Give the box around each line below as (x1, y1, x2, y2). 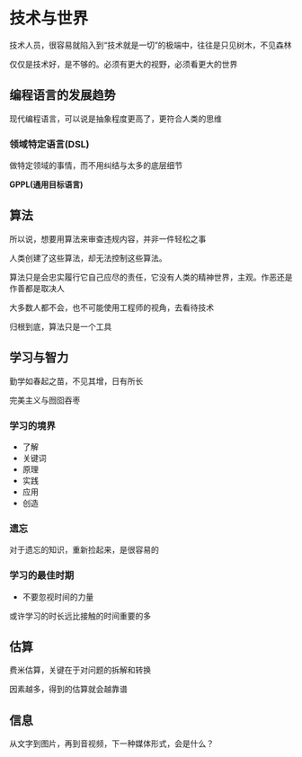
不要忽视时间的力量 (22, 591, 94, 602)
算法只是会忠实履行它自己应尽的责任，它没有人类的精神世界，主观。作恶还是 (9, 272, 293, 282)
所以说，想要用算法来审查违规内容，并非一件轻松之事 (9, 233, 207, 244)
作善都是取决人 (9, 282, 65, 293)
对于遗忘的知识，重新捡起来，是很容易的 (9, 545, 159, 556)
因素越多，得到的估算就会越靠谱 (9, 684, 128, 695)
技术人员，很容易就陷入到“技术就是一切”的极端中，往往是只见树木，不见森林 (9, 40, 292, 50)
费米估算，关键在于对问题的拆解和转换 (9, 664, 151, 675)
